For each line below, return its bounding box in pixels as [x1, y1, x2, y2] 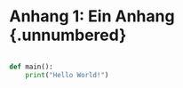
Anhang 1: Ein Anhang [9, 6, 175, 27]
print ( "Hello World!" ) [25, 70, 109, 79]
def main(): [9, 62, 53, 71]
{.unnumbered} [9, 25, 127, 45]
